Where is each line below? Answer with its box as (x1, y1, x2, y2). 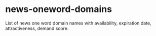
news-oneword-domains (5, 3, 112, 15)
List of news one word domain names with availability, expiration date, (5, 20, 151, 26)
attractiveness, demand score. (5, 25, 69, 31)
